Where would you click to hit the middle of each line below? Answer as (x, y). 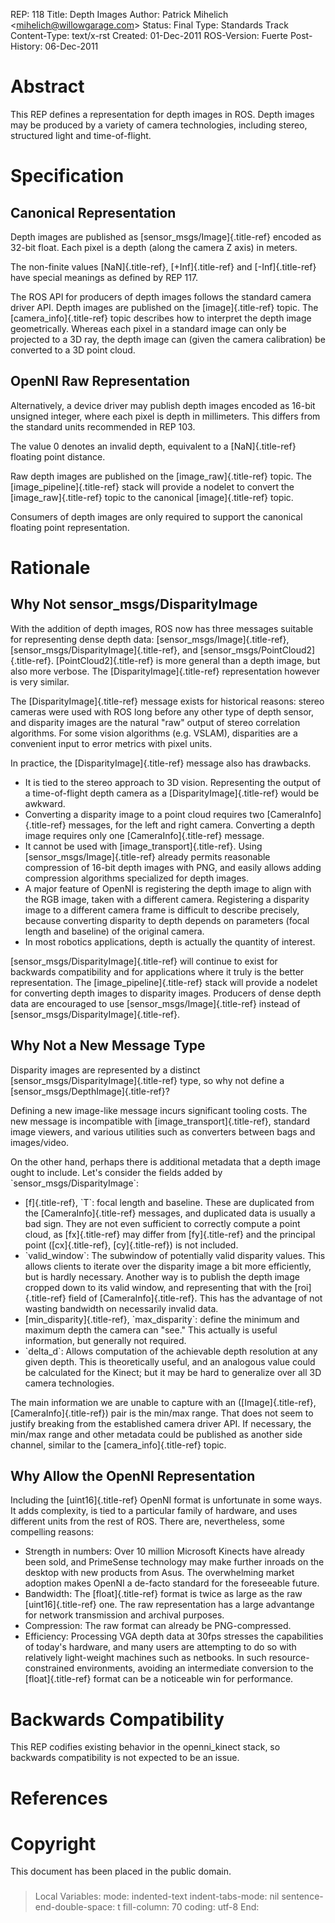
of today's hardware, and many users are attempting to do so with (160, 1647)
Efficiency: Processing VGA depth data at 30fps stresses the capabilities (174, 1636)
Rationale (50, 567)
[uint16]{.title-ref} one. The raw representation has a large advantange (169, 1605)
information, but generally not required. (105, 1340)
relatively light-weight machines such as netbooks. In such (145, 1658)
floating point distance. (58, 456)
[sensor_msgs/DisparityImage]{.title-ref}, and (104, 650)
